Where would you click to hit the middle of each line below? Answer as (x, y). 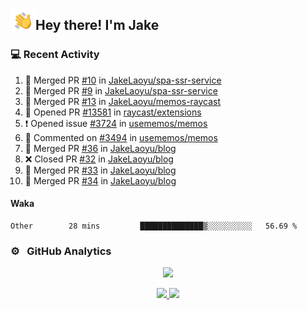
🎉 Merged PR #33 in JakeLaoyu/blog (100, 170)
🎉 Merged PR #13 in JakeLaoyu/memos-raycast (123, 101)
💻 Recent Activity (55, 55)
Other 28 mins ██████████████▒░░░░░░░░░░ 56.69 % (154, 226)
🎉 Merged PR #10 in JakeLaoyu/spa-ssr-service (123, 80)
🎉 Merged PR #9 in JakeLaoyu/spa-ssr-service (121, 90)
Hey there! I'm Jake (97, 25)
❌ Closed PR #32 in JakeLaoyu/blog (99, 159)
